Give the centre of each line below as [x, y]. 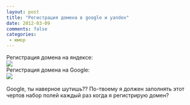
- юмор [17, 40]
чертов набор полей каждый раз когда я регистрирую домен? [88, 95]
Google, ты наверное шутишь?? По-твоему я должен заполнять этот [95, 89]
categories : [21, 35]
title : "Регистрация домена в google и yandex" [68, 18]
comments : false [27, 29]
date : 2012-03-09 [28, 23]
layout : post [23, 12]
